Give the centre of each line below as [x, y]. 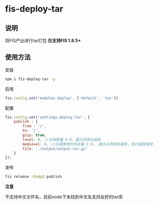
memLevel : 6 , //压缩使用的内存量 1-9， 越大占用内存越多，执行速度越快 [88, 144]
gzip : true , [35, 135]
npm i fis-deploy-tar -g [30, 79]
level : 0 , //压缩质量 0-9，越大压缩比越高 [62, 140]
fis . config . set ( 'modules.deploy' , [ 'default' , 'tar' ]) [62, 98]
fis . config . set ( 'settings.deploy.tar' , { [48, 117]
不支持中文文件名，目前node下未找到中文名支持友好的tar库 [64, 197]
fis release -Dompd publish [34, 177]
